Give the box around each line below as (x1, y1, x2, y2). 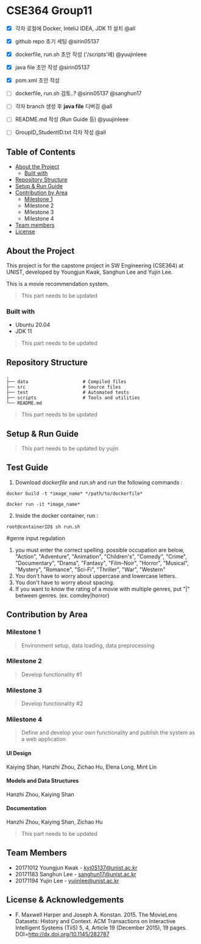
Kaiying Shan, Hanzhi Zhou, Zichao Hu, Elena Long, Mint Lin (6, 763, 157, 770)
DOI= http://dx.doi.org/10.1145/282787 (15, 930, 110, 938)
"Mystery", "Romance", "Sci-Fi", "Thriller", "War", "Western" (15, 566, 166, 573)
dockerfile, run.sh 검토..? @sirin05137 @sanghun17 (15, 90, 142, 97)
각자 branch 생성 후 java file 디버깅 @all (15, 103, 113, 110)
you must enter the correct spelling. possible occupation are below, (15, 546, 185, 554)
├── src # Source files (6, 384, 121, 390)
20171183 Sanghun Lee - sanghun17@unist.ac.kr (15, 870, 136, 877)
